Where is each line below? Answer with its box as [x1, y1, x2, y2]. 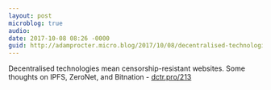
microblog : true [8, 19, 63, 27]
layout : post [8, 11, 52, 20]
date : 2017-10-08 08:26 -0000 [8, 34, 110, 43]
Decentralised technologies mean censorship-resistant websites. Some [8, 63, 246, 73]
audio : [8, 27, 31, 35]
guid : [8, 42, 27, 50]
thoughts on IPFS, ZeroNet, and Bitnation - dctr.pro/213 [8, 72, 192, 82]
